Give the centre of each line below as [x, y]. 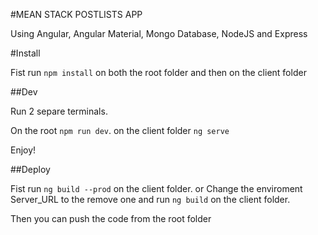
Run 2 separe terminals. [59, 111]
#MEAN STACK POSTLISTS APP [76, 14]
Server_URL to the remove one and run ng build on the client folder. [150, 199]
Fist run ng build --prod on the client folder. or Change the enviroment [156, 188]
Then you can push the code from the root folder [111, 218]
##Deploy [30, 169]
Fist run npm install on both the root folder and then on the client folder [158, 72]
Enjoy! [23, 150]
